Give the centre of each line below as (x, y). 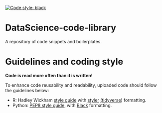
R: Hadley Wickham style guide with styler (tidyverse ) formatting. (79, 100)
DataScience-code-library (61, 28)
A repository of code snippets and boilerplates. (54, 41)
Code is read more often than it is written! (49, 75)
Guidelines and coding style (64, 62)
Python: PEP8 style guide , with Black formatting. (62, 105)
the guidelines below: (27, 90)
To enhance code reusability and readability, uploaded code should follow (81, 85)
